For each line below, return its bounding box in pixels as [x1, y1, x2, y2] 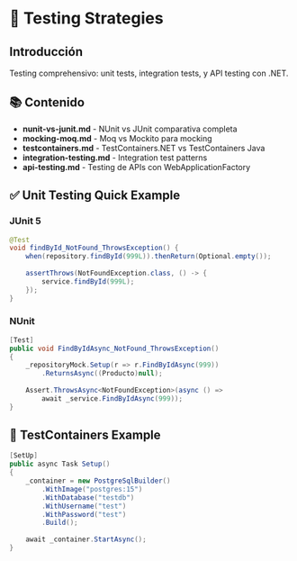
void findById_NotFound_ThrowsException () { [9, 243, 179, 253]
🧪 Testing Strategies [9, 8, 164, 29]
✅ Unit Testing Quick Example [9, 188, 181, 204]
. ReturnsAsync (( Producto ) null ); [41, 369, 164, 378]
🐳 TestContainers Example [9, 428, 161, 443]
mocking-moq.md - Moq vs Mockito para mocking [22, 132, 213, 143]
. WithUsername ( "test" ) [41, 502, 127, 511]
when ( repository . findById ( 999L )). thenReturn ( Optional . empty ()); [25, 252, 272, 261]
